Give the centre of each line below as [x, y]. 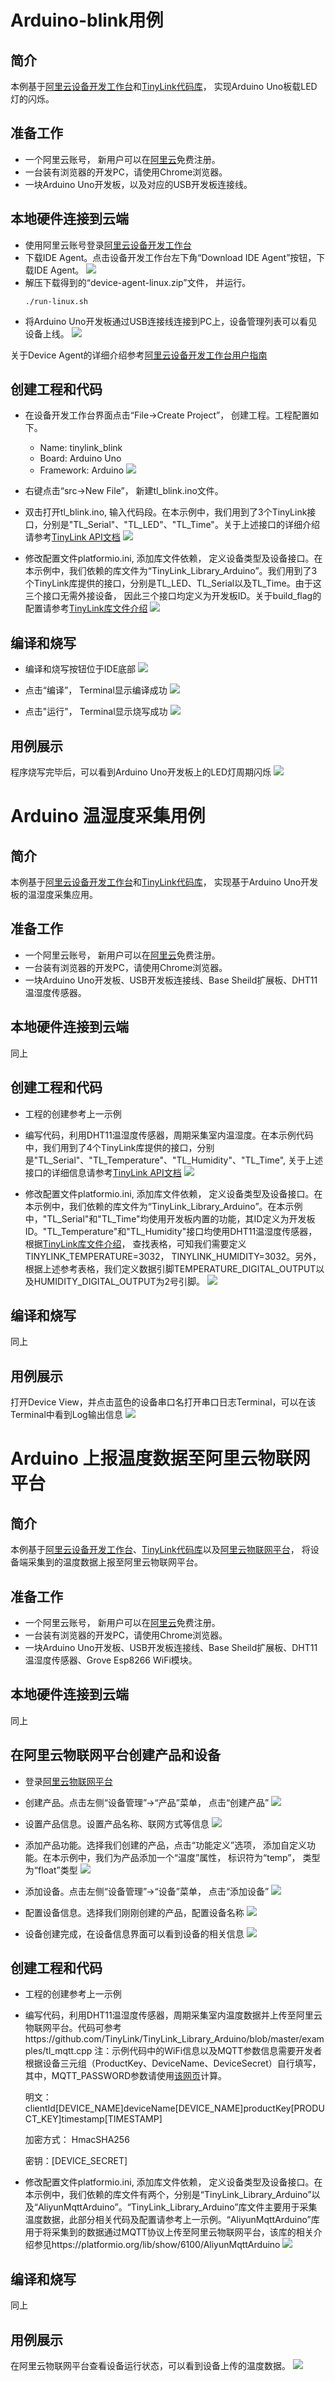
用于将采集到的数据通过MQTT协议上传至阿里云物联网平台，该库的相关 [169, 2232]
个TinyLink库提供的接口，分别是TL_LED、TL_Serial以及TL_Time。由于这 [173, 583]
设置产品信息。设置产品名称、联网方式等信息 [117, 1823]
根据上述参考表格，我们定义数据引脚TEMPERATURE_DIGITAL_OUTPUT [170, 1268]
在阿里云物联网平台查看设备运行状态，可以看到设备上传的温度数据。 [150, 2365]
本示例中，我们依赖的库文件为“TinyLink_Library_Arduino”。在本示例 [163, 1206]
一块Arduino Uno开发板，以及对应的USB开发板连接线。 [138, 184]
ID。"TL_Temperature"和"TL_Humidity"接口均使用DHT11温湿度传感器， [171, 1231]
